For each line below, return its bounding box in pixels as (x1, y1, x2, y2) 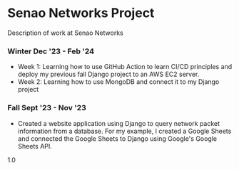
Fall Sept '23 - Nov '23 (7, 103, 87, 113)
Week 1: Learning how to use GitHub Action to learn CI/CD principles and (17, 63, 233, 71)
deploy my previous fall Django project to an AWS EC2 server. (17, 70, 200, 79)
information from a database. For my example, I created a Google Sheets (17, 127, 232, 135)
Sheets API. (17, 142, 52, 150)
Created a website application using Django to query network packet (17, 119, 220, 127)
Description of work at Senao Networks (7, 28, 123, 37)
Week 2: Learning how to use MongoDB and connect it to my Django (17, 78, 220, 86)
